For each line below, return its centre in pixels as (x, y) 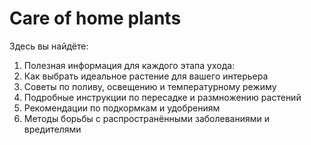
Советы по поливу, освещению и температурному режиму (150, 86)
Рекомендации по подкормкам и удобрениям (122, 108)
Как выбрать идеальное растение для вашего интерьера (146, 76)
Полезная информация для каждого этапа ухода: (129, 65)
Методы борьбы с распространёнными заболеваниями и (146, 118)
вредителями (52, 129)
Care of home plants (95, 18)
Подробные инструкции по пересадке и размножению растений (162, 97)
